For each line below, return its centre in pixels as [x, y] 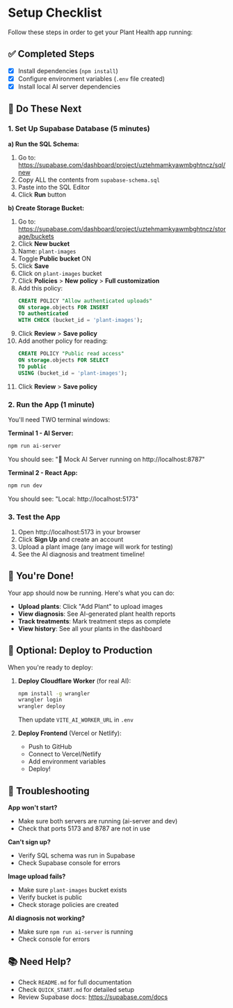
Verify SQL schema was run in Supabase [77, 855]
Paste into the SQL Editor [54, 187]
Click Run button [42, 194]
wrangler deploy [41, 706]
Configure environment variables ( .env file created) [91, 79]
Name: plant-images [47, 251]
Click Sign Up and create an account [71, 539]
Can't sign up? [29, 842]
